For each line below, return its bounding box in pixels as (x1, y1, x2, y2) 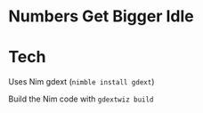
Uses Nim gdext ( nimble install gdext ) (8, 77, 155, 87)
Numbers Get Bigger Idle (8, 6, 194, 27)
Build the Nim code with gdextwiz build (8, 93, 154, 104)
